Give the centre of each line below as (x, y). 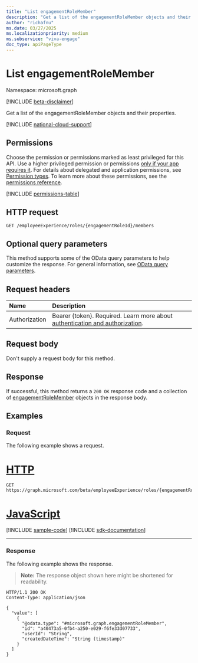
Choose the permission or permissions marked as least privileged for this (95, 157)
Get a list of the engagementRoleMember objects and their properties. (91, 113)
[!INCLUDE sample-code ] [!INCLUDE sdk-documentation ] (76, 530)
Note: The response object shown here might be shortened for (97, 575)
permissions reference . (34, 182)
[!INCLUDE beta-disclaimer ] (40, 102)
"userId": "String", (47, 633)
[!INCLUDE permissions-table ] (43, 194)
